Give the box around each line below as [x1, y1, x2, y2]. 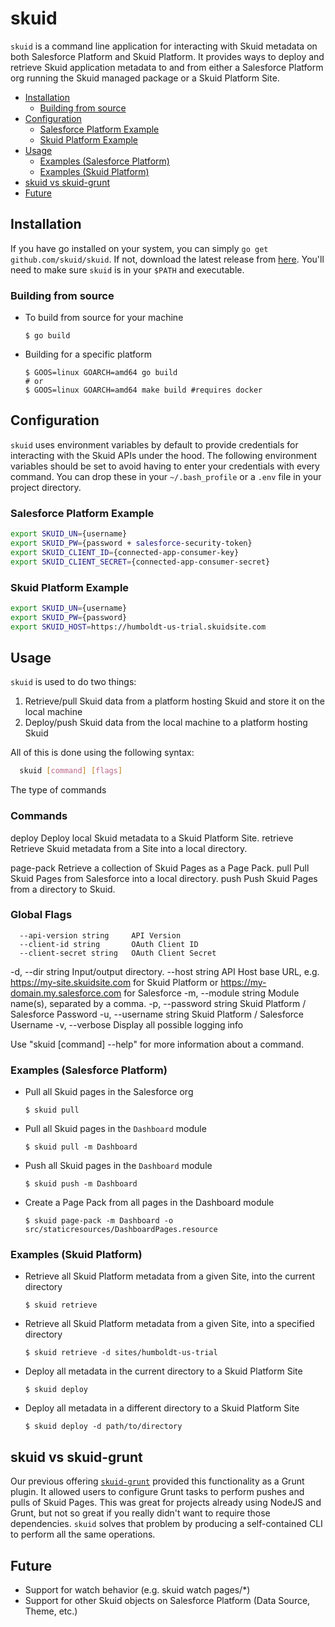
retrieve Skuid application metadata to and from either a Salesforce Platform [10, 61, 324, 73]
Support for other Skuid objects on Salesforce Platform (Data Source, [24, 1595, 311, 1607]
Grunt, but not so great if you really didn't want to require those [10, 1507, 271, 1519]
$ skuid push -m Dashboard [24, 1179, 138, 1189]
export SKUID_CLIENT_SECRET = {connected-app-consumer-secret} [10, 557, 271, 567]
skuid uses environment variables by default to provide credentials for [10, 438, 299, 451]
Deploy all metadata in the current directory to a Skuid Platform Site [24, 1365, 303, 1377]
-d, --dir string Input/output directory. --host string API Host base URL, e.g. [10, 965, 320, 977]
